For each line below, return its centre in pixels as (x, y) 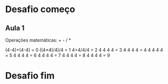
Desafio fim (30, 76)
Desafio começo (40, 9)
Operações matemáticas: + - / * (38, 40)
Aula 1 (15, 28)
